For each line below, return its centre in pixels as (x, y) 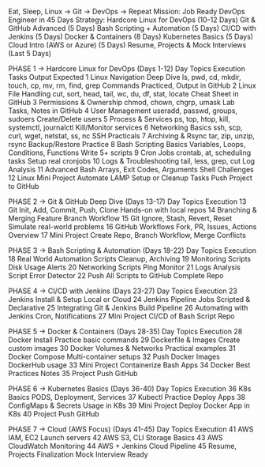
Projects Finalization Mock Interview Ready (78, 454)
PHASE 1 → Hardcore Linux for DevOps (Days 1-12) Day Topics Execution (127, 69)
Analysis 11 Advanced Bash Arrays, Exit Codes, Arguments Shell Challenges (131, 169)
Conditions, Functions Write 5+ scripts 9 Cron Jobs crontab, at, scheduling (130, 153)
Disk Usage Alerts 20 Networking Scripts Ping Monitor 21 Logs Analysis (124, 267)
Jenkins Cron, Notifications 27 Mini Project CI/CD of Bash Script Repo (121, 316)
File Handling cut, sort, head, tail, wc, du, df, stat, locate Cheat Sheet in (123, 94)
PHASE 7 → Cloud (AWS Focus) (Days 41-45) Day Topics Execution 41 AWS (131, 429)
